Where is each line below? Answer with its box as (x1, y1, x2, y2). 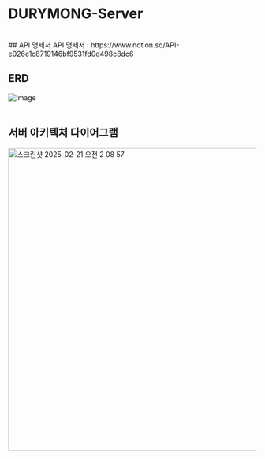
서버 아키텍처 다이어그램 (8, 126, 118, 140)
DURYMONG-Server (8, 5, 144, 23)
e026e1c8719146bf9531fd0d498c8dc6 (8, 49, 134, 58)
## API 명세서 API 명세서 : (8, 40, 89, 50)
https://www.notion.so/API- (90, 40, 180, 50)
